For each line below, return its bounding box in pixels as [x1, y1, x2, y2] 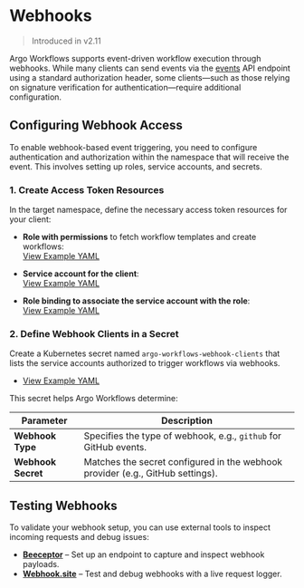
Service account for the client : [22, 268, 139, 279]
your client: [9, 214, 52, 225]
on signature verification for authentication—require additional [9, 82, 242, 92]
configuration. [9, 92, 62, 102]
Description [161, 414, 213, 427]
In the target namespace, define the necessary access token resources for [9, 205, 288, 216]
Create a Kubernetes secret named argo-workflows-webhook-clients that [9, 348, 280, 359]
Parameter [21, 414, 68, 427]
